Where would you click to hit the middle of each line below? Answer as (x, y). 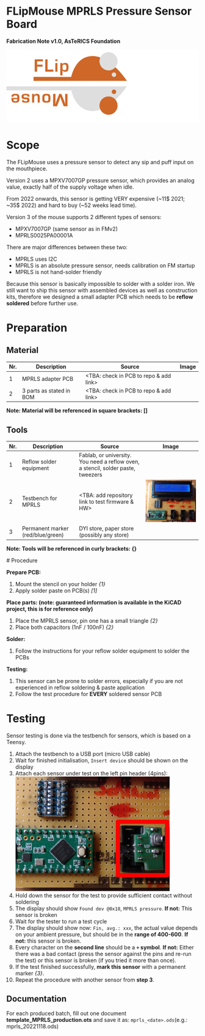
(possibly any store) (104, 535)
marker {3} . (30, 973)
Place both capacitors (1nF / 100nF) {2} (64, 627)
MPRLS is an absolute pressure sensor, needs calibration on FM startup (105, 265)
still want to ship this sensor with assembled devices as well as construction (102, 290)
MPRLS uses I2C (36, 259)
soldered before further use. (42, 303)
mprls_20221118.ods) (33, 1026)
